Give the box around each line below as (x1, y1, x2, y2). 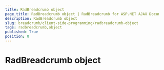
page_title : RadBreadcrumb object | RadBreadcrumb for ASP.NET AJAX (5, 12, 147, 16)
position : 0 (5, 34, 29, 39)
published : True (5, 29, 38, 34)
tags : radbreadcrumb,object (5, 25, 62, 30)
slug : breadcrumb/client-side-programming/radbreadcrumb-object (5, 20, 139, 26)
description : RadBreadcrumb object (5, 16, 78, 21)
